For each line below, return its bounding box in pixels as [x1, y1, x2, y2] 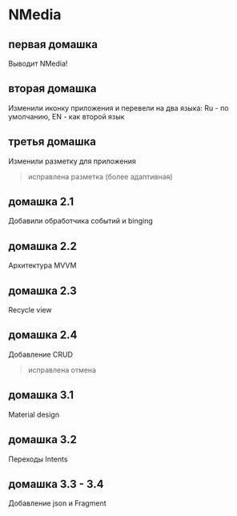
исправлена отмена [27, 365, 97, 374]
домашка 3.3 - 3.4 [8, 477, 104, 490]
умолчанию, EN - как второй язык [8, 111, 125, 121]
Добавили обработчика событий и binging [8, 216, 154, 226]
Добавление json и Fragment [8, 498, 106, 508]
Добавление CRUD [8, 349, 74, 359]
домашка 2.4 [8, 329, 78, 342]
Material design [8, 409, 60, 419]
